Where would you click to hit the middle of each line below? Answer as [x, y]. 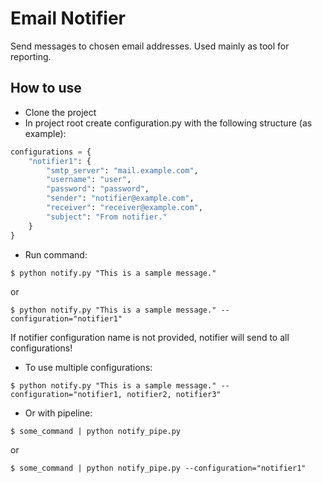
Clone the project [60, 112]
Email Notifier [68, 18]
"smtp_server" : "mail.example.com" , [122, 170]
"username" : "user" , [89, 180]
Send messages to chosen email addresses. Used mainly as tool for [150, 46]
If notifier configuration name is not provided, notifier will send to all [150, 337]
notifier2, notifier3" [174, 394]
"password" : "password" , [98, 189]
